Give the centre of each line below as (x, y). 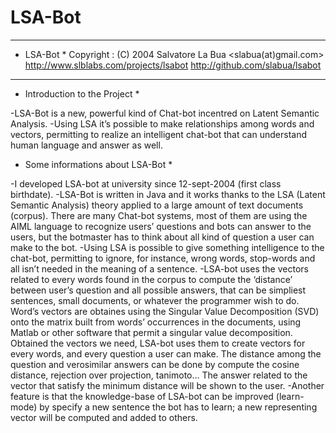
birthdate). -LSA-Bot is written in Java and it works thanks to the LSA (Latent (168, 194)
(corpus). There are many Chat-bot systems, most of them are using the (159, 215)
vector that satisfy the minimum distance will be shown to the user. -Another (167, 385)
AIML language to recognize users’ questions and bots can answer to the (161, 226)
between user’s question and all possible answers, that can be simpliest (158, 290)
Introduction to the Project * (82, 93)
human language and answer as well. (86, 145)
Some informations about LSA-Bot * (98, 164)
